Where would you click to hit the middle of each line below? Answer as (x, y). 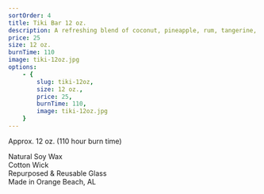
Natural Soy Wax (36, 156)
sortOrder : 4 (30, 15)
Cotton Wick (29, 165)
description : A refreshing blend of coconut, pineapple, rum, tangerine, (133, 30)
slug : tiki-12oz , (65, 82)
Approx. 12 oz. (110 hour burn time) (65, 141)
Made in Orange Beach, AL (52, 181)
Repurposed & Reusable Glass (57, 173)
